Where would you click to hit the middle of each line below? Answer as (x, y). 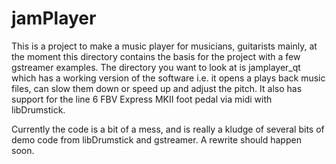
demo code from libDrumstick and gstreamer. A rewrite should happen (156, 139)
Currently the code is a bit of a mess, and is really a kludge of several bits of (168, 129)
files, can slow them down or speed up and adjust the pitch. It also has (157, 88)
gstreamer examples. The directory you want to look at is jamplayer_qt (156, 67)
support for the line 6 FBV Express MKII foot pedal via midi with (142, 99)
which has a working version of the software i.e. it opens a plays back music (168, 78)
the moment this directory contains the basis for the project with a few (156, 56)
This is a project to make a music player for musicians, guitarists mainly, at (164, 46)
